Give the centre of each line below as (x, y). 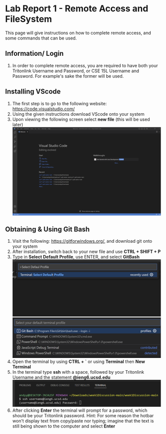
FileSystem (29, 19)
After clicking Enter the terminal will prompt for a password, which (80, 410)
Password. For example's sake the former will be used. (68, 76)
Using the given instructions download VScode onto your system (78, 114)
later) (18, 125)
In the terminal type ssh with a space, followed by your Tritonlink (78, 372)
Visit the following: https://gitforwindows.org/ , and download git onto (82, 241)
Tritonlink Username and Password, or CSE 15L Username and (76, 71)
